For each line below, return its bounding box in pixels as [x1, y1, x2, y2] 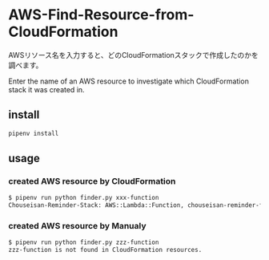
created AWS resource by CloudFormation [8, 175, 176, 186]
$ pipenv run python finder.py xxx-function [8, 194, 159, 202]
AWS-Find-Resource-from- [8, 6, 195, 24]
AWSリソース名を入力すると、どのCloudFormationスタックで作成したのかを [8, 50, 259, 59]
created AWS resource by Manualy [8, 220, 147, 231]
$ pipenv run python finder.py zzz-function [8, 238, 159, 246]
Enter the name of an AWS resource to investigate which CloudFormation [8, 76, 250, 86]
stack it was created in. [8, 84, 86, 94]
